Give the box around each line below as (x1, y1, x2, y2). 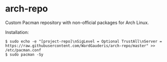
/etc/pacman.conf (5, 47, 41, 52)
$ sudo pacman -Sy (5, 52, 43, 57)
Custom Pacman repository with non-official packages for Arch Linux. (5, 19, 149, 25)
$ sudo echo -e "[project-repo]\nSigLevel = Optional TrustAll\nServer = (5, 38, 162, 44)
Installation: (5, 29, 29, 35)
